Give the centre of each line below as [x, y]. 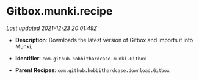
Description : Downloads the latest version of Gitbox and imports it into [104, 40]
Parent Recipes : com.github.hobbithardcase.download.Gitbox [92, 70]
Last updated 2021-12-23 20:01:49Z [52, 28]
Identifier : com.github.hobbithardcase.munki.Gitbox [81, 58]
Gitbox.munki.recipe [60, 11]
